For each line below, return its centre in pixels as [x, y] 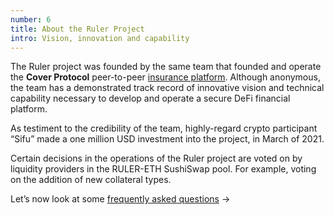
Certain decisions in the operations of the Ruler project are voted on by [156, 158]
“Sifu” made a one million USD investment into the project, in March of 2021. [167, 139]
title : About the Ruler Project [77, 29]
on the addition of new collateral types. [91, 180]
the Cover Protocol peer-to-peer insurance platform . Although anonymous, [165, 77]
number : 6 [31, 19]
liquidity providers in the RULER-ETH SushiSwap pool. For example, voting [163, 169]
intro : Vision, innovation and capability [100, 38]
